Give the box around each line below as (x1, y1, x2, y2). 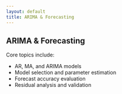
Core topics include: (6, 51, 54, 59)
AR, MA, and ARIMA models (14, 63, 82, 70)
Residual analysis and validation (14, 82, 92, 89)
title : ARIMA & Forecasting (6, 14, 75, 20)
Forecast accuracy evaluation (14, 75, 86, 82)
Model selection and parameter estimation (14, 69, 117, 76)
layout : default (6, 8, 46, 15)
